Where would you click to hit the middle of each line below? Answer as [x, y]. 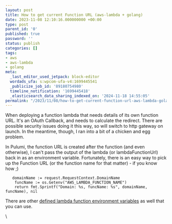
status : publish [23, 44]
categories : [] [21, 48]
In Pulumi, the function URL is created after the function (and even [75, 147]
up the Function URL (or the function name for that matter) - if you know [81, 163]
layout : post [19, 10]
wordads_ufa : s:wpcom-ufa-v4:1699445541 [53, 82]
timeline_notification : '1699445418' [50, 91]
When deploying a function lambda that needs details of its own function [82, 115]
